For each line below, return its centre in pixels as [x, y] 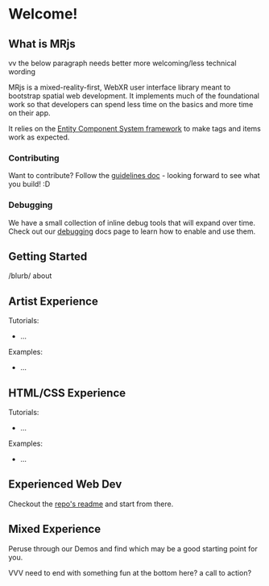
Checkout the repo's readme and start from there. [91, 504]
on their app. [29, 113]
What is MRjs [42, 44]
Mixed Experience [55, 529]
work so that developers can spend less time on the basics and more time [131, 104]
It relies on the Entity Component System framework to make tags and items [135, 129]
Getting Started [48, 256]
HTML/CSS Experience [67, 393]
